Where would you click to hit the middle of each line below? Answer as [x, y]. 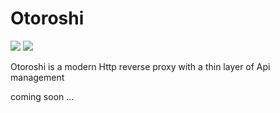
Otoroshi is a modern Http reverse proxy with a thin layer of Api [140, 66]
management [37, 77]
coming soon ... [42, 96]
